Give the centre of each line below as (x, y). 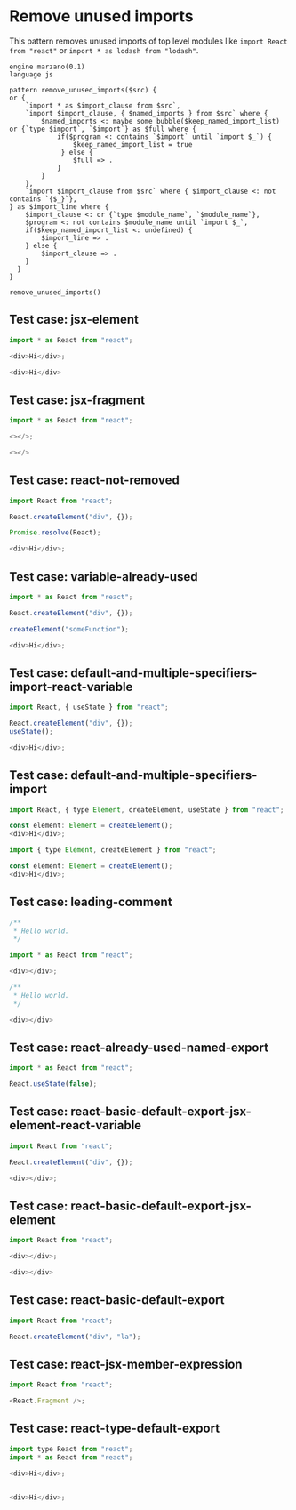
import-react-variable (71, 687)
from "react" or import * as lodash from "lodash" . (104, 50)
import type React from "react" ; (71, 1449)
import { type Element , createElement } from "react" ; (113, 850)
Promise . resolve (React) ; (55, 533)
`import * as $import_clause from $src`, (103, 105)
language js (31, 74)
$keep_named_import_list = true (132, 144)
